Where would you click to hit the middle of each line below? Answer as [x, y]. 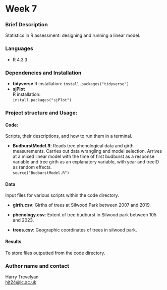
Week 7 [21, 9]
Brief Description [26, 25]
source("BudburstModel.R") [41, 173]
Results [13, 242]
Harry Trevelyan [22, 277]
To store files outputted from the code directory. [55, 253]
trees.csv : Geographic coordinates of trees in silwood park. [75, 230]
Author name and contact [37, 266]
